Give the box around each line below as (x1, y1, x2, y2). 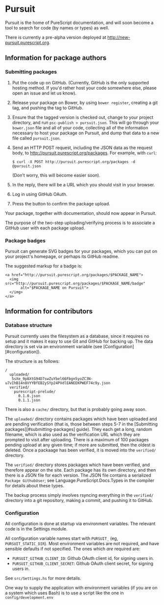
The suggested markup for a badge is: (5, 263, 82, 269)
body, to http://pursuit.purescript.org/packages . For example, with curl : (12, 150, 157, 155)
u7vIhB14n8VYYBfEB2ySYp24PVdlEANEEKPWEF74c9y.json (5, 380, 111, 385)
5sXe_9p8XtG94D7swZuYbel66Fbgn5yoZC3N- (11, 376, 93, 381)
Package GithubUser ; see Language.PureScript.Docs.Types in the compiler (5, 477, 155, 483)
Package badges (5, 237, 46, 244)
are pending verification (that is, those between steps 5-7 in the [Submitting (5, 421, 158, 427)
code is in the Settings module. (5, 526, 68, 531)
